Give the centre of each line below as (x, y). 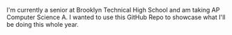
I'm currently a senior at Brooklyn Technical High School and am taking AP (113, 10)
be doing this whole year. (43, 24)
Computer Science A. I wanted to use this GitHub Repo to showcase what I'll (116, 17)
